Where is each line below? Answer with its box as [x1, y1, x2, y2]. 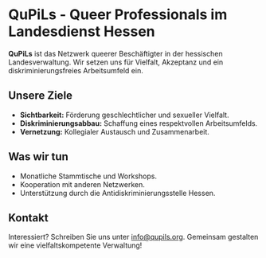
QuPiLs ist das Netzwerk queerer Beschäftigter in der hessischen [8, 49, 223, 58]
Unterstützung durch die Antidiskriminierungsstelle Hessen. [19, 188, 216, 197]
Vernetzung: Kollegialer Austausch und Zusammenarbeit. [19, 127, 209, 136]
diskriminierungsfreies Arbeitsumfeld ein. [8, 65, 143, 75]
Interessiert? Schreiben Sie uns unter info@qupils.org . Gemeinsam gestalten [8, 233, 259, 242]
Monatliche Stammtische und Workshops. [19, 171, 158, 181]
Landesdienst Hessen [8, 22, 155, 41]
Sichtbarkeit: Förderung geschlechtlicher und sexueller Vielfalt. [19, 110, 229, 119]
